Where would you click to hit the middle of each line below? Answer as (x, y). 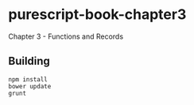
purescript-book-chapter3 (97, 15)
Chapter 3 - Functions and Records (66, 36)
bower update (30, 86)
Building (29, 61)
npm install (28, 79)
